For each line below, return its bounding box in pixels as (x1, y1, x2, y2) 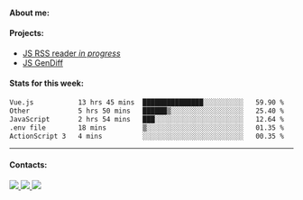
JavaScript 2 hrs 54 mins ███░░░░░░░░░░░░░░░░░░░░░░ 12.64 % (9, 114, 284, 123)
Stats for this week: (9, 77, 84, 89)
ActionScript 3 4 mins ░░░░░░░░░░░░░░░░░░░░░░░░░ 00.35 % (9, 132, 284, 141)
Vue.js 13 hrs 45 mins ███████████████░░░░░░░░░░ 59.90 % (9, 98, 284, 107)
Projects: (9, 28, 44, 39)
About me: (9, 7, 50, 18)
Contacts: (9, 159, 48, 170)
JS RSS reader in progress (22, 48, 121, 59)
